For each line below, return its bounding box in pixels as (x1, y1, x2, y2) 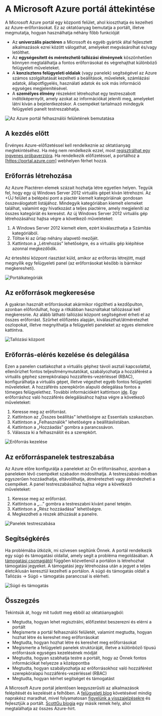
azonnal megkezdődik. (12, 246, 57, 251)
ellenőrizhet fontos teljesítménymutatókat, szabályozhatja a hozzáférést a (5, 369, 152, 374)
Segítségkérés (5, 534, 50, 543)
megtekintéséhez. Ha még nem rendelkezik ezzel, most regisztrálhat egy (5, 147, 150, 153)
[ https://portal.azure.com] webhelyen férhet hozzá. (5, 157, 108, 163)
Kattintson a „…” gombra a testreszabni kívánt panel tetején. (12, 501, 132, 507)
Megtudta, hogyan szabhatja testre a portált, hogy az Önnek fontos (12, 655, 146, 661)
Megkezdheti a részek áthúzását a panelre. (12, 511, 98, 517)
